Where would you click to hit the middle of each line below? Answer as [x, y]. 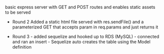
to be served [18, 12]
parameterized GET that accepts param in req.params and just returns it [85, 27]
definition [22, 47]
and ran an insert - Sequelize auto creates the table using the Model [81, 42]
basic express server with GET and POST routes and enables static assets [80, 7]
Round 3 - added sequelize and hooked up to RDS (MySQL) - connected [86, 37]
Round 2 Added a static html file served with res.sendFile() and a [78, 22]
